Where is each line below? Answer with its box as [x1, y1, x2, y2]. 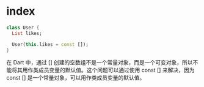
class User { [6, 25, 40, 31]
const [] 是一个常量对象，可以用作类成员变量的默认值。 [6, 74, 145, 81]
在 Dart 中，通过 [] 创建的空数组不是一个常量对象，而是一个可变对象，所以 [6, 59, 193, 66]
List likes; [12, 30, 43, 36]
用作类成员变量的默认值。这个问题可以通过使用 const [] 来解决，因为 [22, 66, 195, 74]
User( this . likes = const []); [12, 41, 89, 47]
